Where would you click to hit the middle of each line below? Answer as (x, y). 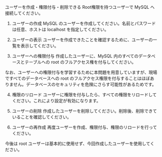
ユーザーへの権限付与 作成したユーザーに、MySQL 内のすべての (75, 56)
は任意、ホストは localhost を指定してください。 (60, 29)
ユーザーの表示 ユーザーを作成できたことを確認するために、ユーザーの (82, 40)
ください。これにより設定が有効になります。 (56, 101)
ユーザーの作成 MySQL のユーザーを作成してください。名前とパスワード (84, 23)
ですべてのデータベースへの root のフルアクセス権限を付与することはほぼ (78, 78)
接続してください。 (24, 13)
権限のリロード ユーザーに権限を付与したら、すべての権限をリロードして (84, 95)
